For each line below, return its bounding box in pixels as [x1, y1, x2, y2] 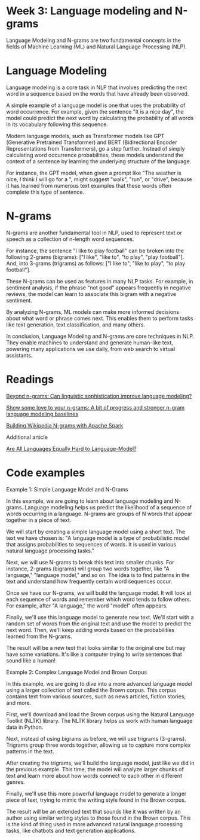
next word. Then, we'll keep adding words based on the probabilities [6, 626, 175, 633]
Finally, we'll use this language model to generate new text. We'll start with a [6, 613, 194, 621]
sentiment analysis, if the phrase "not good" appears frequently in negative [6, 284, 192, 291]
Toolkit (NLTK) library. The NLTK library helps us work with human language [6, 717, 193, 724]
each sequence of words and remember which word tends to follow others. [6, 595, 192, 603]
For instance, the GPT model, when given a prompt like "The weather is [6, 169, 182, 176]
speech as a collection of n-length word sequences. [6, 235, 134, 243]
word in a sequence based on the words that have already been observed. [6, 90, 189, 97]
